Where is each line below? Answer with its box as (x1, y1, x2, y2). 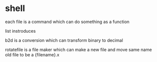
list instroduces (5, 28, 36, 34)
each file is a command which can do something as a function (5, 19, 130, 25)
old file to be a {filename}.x (5, 51, 59, 58)
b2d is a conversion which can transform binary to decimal (5, 37, 123, 43)
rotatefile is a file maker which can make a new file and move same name (5, 47, 152, 52)
